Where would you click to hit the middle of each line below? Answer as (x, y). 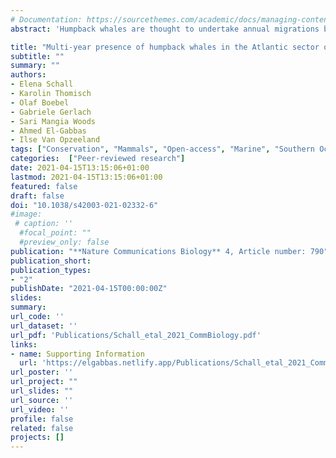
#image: (26, 214)
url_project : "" (44, 382)
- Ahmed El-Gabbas (48, 131)
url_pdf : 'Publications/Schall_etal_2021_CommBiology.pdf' (136, 335)
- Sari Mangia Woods (53, 121)
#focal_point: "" (55, 233)
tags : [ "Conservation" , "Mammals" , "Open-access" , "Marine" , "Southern (162, 149)
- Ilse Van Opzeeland (55, 140)
